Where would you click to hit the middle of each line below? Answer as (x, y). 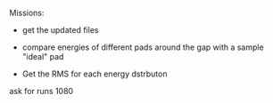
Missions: (27, 13)
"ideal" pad (43, 56)
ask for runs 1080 (41, 91)
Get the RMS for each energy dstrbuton (95, 74)
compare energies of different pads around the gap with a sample (143, 47)
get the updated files (60, 30)
